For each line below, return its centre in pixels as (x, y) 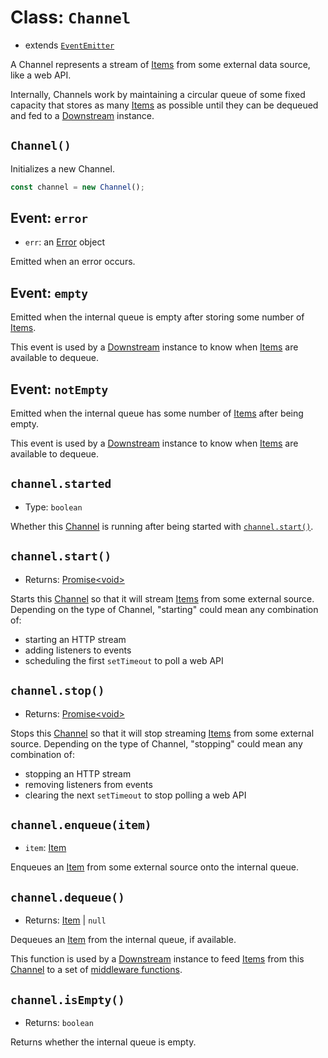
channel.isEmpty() (67, 999)
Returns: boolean (59, 1022)
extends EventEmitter (69, 45)
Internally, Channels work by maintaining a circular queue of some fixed (158, 94)
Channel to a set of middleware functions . (96, 970)
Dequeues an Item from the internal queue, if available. (123, 940)
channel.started (61, 484)
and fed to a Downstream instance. (82, 115)
